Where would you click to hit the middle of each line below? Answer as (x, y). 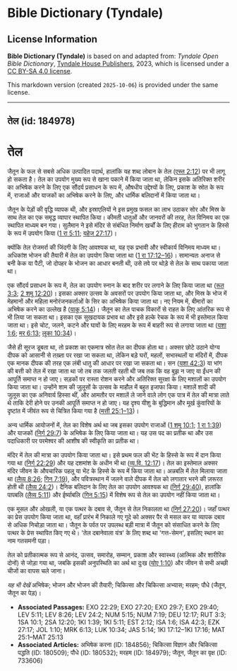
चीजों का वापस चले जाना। (36, 571)
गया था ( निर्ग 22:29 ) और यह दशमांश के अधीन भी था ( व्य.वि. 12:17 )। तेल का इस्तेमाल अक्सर (113, 463)
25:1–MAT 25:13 (40, 637)
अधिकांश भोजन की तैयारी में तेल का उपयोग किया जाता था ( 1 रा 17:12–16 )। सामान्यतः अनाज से (114, 255)
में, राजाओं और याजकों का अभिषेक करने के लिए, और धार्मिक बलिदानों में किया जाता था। (104, 195)
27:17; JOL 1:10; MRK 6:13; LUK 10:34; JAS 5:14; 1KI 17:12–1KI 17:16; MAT (121, 630)
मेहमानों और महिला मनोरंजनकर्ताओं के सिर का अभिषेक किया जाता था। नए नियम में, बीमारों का (110, 301)
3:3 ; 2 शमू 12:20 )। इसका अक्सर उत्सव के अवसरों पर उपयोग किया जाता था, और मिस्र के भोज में (117, 293)
